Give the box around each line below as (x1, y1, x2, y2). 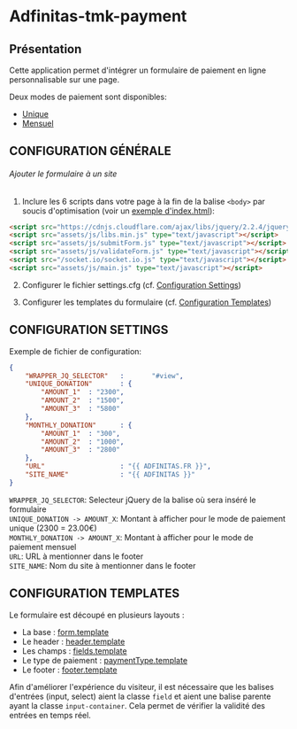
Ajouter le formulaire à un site (9, 168, 118, 179)
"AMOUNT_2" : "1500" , (41, 396, 125, 405)
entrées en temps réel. (9, 710, 91, 720)
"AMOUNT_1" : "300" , (41, 429, 121, 438)
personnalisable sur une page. (9, 74, 120, 85)
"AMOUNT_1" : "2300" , (41, 388, 125, 397)
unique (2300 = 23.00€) (9, 523, 97, 533)
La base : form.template (21, 626, 109, 637)
